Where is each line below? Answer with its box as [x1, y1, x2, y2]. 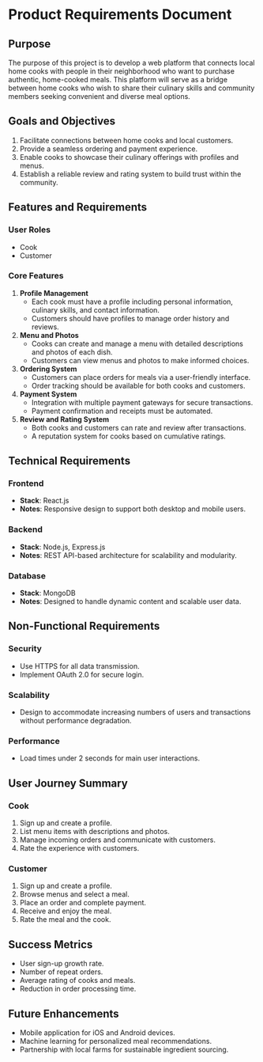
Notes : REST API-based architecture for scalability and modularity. [19, 550, 237, 559]
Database [8, 570, 46, 581]
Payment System [19, 389, 77, 399]
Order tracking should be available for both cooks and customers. [31, 381, 246, 390]
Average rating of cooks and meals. [19, 976, 136, 985]
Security [8, 643, 42, 654]
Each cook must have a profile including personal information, [31, 297, 233, 306]
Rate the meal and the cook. [19, 915, 111, 924]
